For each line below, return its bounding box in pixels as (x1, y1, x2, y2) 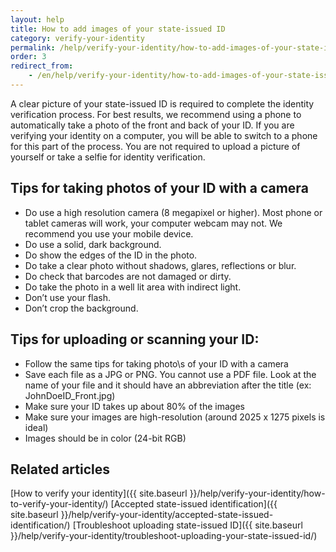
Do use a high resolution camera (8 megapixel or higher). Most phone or (24, 206, 323, 218)
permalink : (10, 42, 56, 53)
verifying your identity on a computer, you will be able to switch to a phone (10, 129, 318, 141)
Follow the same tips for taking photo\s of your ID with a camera (24, 357, 289, 370)
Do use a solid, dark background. (24, 238, 162, 250)
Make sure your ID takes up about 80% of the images (24, 400, 245, 412)
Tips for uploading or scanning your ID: (10, 331, 260, 348)
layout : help (10, 14, 65, 25)
